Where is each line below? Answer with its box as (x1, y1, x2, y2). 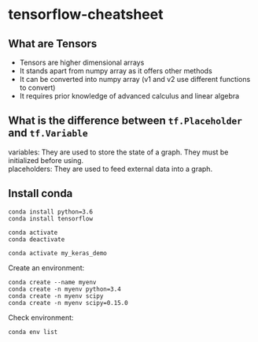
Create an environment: (8, 262, 85, 273)
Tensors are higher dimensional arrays (19, 58, 145, 67)
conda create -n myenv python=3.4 (8, 285, 122, 293)
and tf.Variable (8, 126, 88, 139)
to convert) (19, 83, 56, 92)
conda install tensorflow (8, 214, 93, 222)
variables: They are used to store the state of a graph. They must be (8, 147, 229, 157)
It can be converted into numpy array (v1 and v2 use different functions (19, 75, 251, 84)
